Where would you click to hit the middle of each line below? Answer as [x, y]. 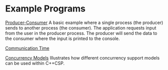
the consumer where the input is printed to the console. [63, 38]
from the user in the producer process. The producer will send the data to [81, 33]
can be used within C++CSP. [35, 63]
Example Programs [45, 9]
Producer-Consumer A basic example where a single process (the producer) [84, 22]
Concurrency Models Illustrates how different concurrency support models [82, 57]
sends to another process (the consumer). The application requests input [81, 27]
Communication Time [27, 48]
